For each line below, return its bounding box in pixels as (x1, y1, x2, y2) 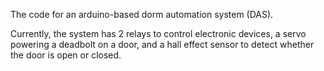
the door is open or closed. (10, 49, 122, 61)
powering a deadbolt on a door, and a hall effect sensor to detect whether (10, 39, 315, 50)
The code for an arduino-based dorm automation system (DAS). (10, 9, 274, 20)
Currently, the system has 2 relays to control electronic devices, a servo (10, 28, 307, 39)
